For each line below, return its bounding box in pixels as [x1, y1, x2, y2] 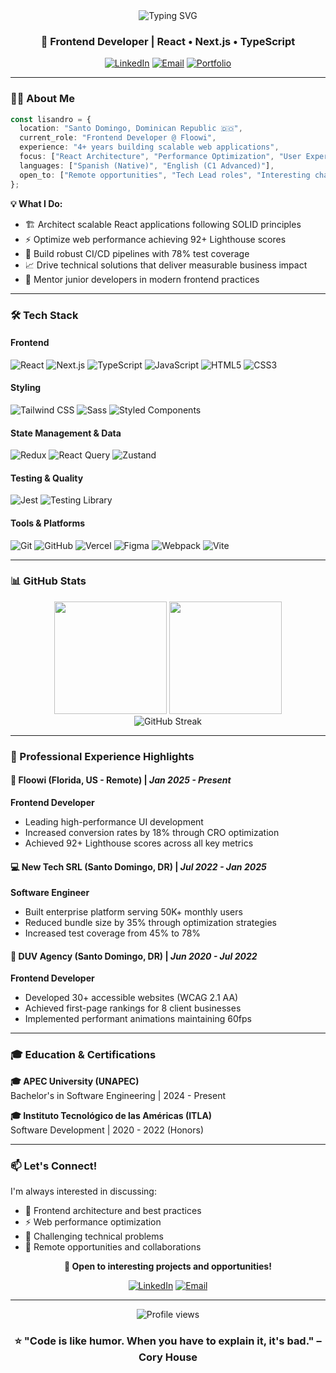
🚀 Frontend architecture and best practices [24, 1204, 202, 1216]
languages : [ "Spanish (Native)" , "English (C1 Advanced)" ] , [19, 160, 275, 171]
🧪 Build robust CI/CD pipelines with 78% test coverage [24, 247, 250, 259]
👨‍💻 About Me [10, 92, 75, 106]
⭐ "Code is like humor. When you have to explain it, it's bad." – [14, 1334, 322, 1348]
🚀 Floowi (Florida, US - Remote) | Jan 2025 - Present [10, 774, 232, 786]
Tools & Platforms [10, 517, 86, 529]
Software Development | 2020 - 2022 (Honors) [10, 1124, 205, 1136]
